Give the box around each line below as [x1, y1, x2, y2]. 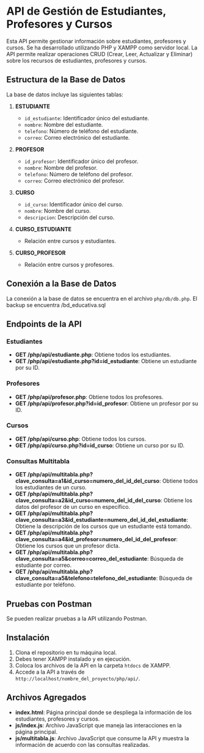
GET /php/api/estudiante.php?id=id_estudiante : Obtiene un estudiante [15, 358, 197, 365]
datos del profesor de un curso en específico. [15, 503, 130, 511]
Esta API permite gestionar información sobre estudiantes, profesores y [6, 37, 186, 45]
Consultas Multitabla [6, 456, 70, 465]
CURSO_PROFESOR [15, 249, 66, 256]
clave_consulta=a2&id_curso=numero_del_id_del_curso [15, 497, 161, 504]
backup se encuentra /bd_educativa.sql [6, 301, 106, 309]
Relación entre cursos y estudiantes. [24, 237, 116, 245]
